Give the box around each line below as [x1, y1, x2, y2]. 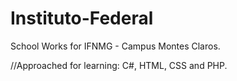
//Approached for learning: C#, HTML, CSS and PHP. [10, 59, 228, 71]
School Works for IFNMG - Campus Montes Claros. [10, 40, 221, 52]
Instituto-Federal [10, 7, 154, 30]
